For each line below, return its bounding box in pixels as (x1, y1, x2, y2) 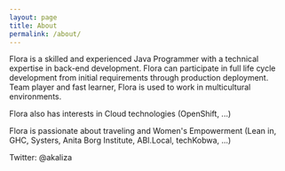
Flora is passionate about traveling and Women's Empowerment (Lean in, (9, 126, 277, 136)
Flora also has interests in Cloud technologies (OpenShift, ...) (9, 108, 232, 120)
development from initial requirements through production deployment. (9, 73, 269, 83)
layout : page (9, 12, 58, 22)
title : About (9, 21, 58, 30)
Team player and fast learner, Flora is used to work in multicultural (9, 82, 251, 93)
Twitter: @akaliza (9, 152, 73, 163)
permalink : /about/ (9, 29, 82, 38)
